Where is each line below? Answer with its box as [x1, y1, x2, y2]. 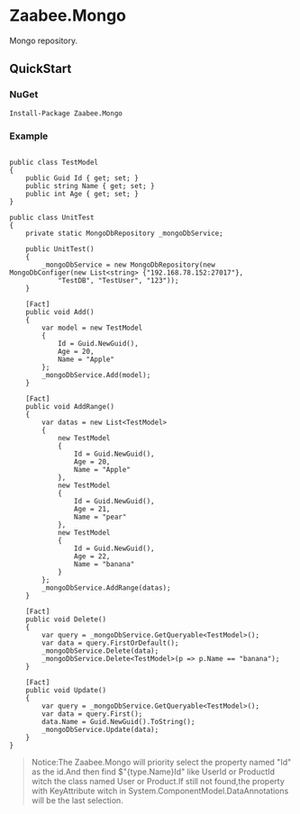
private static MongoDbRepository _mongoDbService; [25, 229, 223, 238]
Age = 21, [73, 504, 111, 513]
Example [9, 130, 49, 142]
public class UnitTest [9, 213, 95, 222]
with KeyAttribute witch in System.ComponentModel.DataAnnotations [31, 785, 289, 796]
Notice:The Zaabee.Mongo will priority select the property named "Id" [31, 756, 292, 767]
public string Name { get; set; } [25, 181, 155, 190]
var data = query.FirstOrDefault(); [41, 638, 179, 647]
